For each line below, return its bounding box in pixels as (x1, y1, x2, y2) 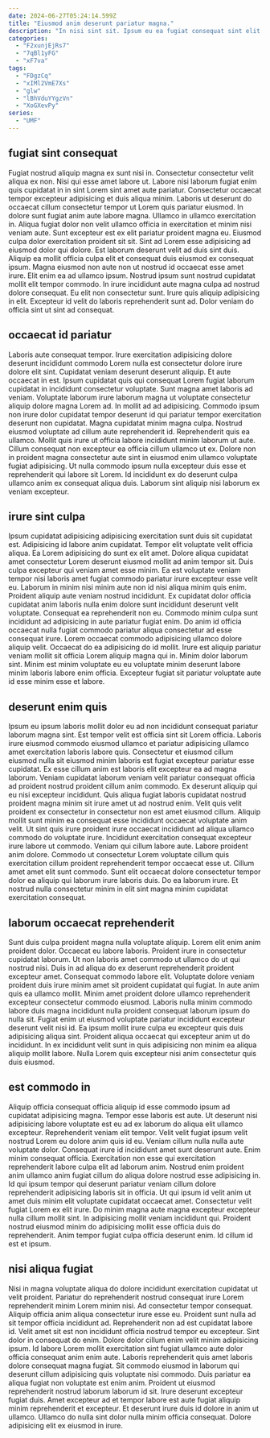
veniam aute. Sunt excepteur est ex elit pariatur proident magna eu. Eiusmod (8, 227, 262, 238)
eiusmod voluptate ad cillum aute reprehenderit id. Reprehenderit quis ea (8, 426, 251, 436)
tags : (8, 64, 27, 73)
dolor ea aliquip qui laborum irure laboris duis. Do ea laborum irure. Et (8, 876, 239, 885)
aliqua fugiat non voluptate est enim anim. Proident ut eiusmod (8, 1378, 215, 1387)
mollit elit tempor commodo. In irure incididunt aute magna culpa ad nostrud (8, 279, 260, 288)
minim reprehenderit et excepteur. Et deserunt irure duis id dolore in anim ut (8, 1403, 260, 1413)
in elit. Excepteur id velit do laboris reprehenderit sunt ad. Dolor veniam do (8, 296, 255, 306)
